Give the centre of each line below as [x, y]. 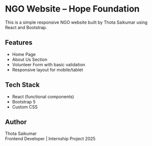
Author [16, 122]
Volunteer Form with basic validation [49, 64]
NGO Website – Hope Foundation [72, 9]
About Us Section [30, 59]
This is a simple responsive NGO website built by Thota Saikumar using [76, 22]
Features [19, 43]
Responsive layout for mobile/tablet [48, 70]
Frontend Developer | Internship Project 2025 [50, 139]
